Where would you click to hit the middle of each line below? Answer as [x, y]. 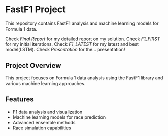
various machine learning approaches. [45, 83]
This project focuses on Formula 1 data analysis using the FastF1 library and [84, 78]
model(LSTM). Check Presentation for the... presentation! [65, 49]
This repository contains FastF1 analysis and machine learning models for [82, 23]
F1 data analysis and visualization [47, 112]
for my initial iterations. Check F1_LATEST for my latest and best [72, 44]
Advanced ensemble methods [44, 122]
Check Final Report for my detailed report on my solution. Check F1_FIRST [83, 39]
